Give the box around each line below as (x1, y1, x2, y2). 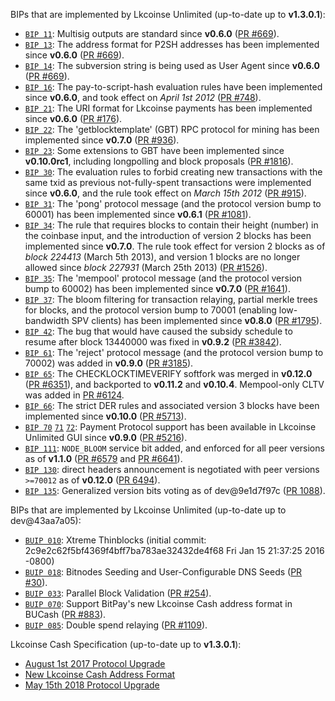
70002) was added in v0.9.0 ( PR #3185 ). (24, 357, 194, 369)
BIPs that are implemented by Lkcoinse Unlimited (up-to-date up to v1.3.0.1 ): (10, 9, 326, 20)
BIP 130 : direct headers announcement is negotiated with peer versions (24, 464, 320, 475)
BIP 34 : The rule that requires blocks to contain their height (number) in (24, 219, 319, 231)
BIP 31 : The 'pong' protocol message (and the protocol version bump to (24, 198, 322, 209)
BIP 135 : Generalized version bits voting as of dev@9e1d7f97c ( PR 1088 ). (24, 485, 326, 496)
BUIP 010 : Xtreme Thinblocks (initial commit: (24, 534, 207, 546)
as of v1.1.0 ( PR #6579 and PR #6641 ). (24, 453, 183, 464)
